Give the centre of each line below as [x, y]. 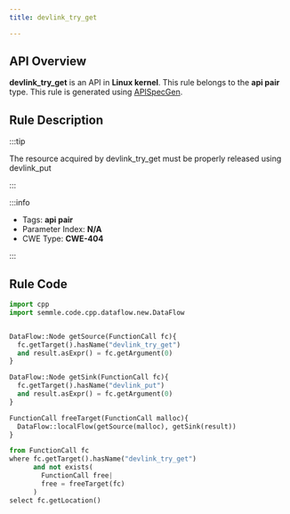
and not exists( [63, 468]
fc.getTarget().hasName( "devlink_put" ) [91, 386]
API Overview [48, 62]
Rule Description [56, 120]
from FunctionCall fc [49, 451]
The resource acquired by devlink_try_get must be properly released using [145, 159]
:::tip [17, 141]
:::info [20, 203]
